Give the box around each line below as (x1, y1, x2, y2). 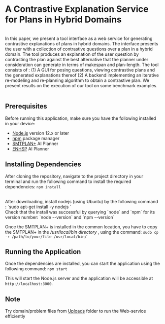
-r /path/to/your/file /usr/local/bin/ (5, 234, 87, 239)
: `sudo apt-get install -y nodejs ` (5, 204, 71, 210)
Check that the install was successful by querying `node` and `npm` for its (5, 209, 155, 215)
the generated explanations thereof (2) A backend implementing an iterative (5, 72, 159, 78)
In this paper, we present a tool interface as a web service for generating (5, 36, 153, 41)
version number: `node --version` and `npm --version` (5, 214, 115, 220)
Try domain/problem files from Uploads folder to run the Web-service (5, 308, 146, 314)
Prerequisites (5, 102, 47, 110)
